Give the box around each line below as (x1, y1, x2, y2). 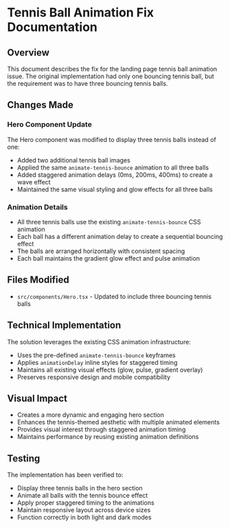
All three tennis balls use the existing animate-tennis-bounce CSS (16, 217, 201, 226)
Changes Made (7, 99, 73, 111)
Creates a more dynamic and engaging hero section (16, 411, 165, 419)
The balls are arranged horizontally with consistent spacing (16, 247, 185, 255)
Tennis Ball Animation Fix (7, 5, 154, 21)
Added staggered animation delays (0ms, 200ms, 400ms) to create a (16, 170, 213, 179)
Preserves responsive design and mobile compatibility (16, 372, 171, 381)
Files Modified (7, 274, 70, 286)
